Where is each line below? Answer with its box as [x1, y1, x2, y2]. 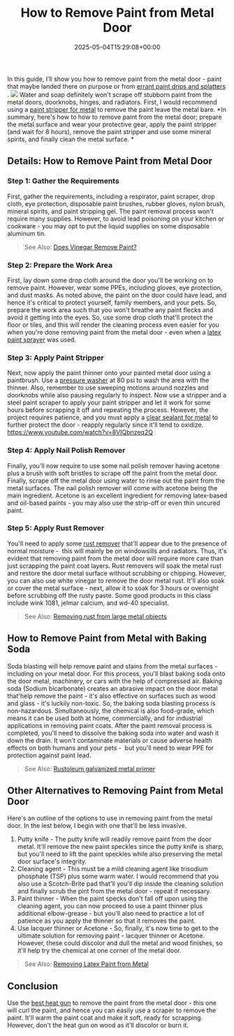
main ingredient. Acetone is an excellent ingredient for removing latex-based [7, 491, 228, 499]
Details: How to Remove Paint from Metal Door [7, 155, 213, 167]
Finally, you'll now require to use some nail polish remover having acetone [7, 461, 220, 469]
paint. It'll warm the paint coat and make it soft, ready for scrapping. [7, 1014, 203, 1022]
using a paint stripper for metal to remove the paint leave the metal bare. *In [7, 105, 227, 113]
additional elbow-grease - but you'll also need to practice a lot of [17, 910, 205, 918]
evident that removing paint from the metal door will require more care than [7, 554, 224, 562]
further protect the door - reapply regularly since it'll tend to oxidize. [7, 421, 204, 429]
